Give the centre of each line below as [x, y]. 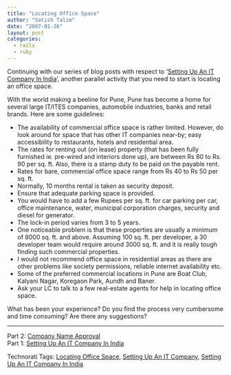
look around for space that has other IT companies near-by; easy [109, 134]
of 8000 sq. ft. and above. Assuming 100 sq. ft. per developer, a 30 [112, 237]
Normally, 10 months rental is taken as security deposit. [95, 186]
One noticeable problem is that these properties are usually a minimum [117, 229]
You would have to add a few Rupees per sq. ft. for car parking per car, [118, 200]
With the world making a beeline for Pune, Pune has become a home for [109, 99]
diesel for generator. [46, 215]
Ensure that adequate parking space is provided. [86, 193]
